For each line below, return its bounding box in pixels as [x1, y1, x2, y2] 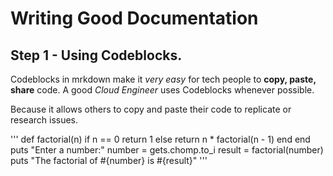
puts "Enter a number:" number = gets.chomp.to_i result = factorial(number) [10, 144, 324, 156]
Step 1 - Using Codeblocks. [10, 47, 183, 64]
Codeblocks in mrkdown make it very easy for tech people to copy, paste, [10, 73, 317, 85]
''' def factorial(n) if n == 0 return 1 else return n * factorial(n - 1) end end [10, 133, 311, 145]
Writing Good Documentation [10, 7, 259, 30]
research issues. [10, 114, 79, 126]
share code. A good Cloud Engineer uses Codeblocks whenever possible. [10, 84, 315, 96]
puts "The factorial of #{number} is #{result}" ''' [10, 155, 208, 166]
